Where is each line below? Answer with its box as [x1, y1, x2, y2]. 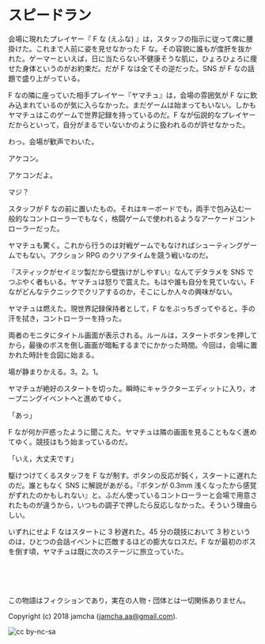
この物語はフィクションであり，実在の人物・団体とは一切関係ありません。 [8, 595, 251, 604]
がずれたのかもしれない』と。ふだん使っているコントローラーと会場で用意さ [8, 490, 258, 499]
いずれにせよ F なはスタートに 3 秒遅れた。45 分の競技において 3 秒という [8, 526, 252, 537]
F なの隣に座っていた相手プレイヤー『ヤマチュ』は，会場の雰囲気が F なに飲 [8, 90, 258, 100]
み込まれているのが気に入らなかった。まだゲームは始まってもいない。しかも [8, 100, 256, 110]
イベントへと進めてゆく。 [42, 394, 126, 403]
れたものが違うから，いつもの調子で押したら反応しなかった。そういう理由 [8, 500, 251, 510]
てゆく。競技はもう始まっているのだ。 [8, 437, 132, 446]
